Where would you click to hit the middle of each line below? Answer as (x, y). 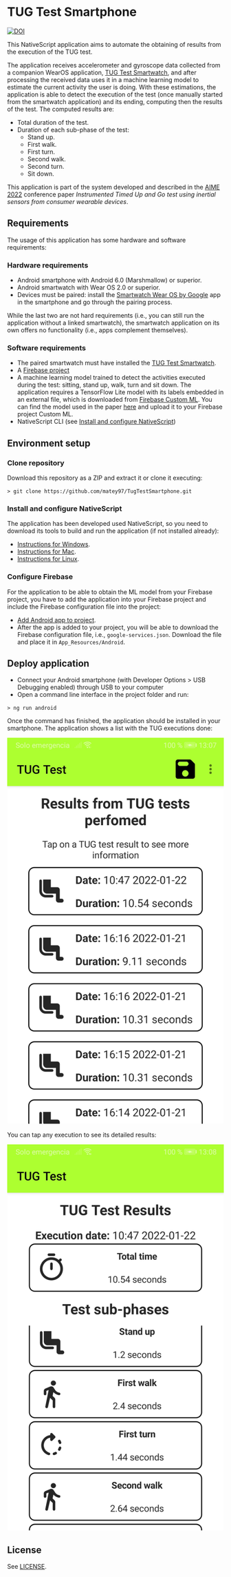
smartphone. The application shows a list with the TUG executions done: (110, 729)
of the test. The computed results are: (61, 109)
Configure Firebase (40, 577)
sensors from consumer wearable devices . (68, 201)
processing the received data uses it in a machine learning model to (103, 79)
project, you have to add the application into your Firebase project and (107, 599)
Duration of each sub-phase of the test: (73, 130)
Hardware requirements (48, 265)
